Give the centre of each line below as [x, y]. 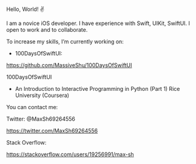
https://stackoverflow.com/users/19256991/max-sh [70, 154]
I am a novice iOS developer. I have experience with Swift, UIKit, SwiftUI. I [98, 23]
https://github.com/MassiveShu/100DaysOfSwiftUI [69, 65]
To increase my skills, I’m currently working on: [65, 41]
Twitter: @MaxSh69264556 [41, 119]
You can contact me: [32, 107]
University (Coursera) [42, 95]
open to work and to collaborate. [47, 30]
